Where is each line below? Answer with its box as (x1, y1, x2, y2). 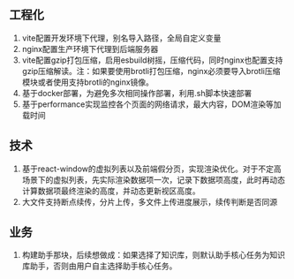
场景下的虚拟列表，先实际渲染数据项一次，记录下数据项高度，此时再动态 (21, 174, 285, 185)
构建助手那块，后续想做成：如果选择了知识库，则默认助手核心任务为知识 (21, 250, 285, 260)
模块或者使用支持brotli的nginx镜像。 (21, 77, 155, 87)
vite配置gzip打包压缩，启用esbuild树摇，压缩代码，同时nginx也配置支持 (21, 55, 283, 65)
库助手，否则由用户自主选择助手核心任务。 (21, 260, 177, 271)
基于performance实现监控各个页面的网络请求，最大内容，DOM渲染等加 (21, 99, 282, 109)
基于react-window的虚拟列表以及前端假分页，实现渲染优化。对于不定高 (21, 163, 283, 174)
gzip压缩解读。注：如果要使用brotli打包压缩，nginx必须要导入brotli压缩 (21, 65, 281, 76)
